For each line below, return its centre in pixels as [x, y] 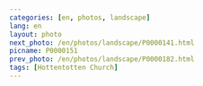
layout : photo [36, 34]
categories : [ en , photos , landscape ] [80, 17]
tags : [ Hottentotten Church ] [64, 68]
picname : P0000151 [44, 51]
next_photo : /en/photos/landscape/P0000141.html [102, 43]
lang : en [26, 26]
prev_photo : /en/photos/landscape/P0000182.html [102, 59]
